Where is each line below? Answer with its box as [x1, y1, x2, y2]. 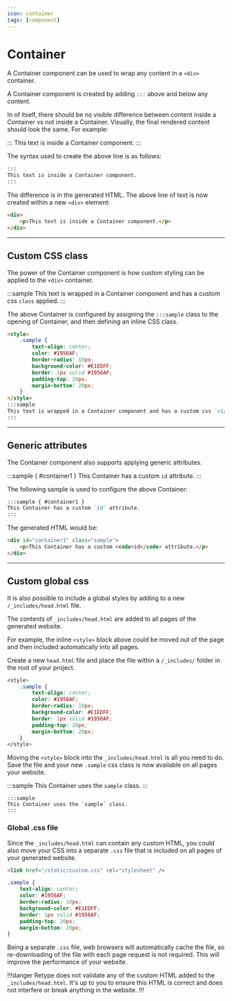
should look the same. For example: [7, 125, 108, 133]
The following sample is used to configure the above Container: [7, 485, 188, 493]
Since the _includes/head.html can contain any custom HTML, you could [7, 839, 215, 847]
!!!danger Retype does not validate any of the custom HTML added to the [7, 971, 215, 980]
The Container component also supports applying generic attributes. [7, 458, 202, 467]
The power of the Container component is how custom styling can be [7, 268, 205, 277]
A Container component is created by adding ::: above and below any [7, 90, 209, 98]
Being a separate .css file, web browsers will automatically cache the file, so [7, 943, 225, 951]
